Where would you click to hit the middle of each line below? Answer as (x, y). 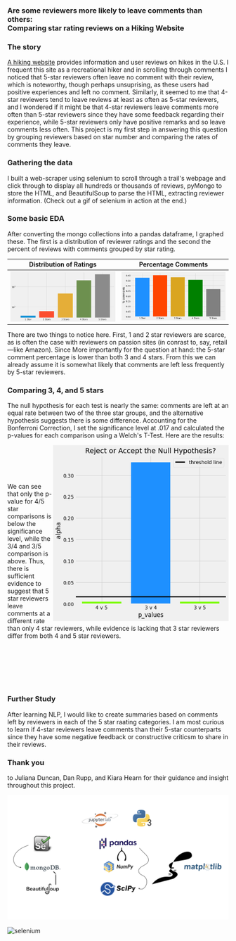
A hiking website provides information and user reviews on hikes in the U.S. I (118, 63)
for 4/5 (34, 501)
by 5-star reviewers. (37, 372)
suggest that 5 (28, 591)
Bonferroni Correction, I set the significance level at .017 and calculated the (116, 428)
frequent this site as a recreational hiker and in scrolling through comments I (117, 70)
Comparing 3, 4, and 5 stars (55, 390)
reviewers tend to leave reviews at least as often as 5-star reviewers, (119, 100)
